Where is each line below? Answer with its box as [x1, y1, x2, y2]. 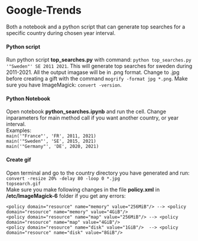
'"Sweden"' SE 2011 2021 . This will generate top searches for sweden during [6, 63, 193, 70]
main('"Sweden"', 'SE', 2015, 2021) [6, 139, 96, 144]
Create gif [6, 156, 31, 163]
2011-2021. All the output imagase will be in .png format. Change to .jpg [6, 69, 180, 76]
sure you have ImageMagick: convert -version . [6, 81, 122, 89]
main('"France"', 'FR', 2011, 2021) [6, 133, 96, 139]
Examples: [6, 127, 31, 134]
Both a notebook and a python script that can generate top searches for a [6, 23, 186, 30]
